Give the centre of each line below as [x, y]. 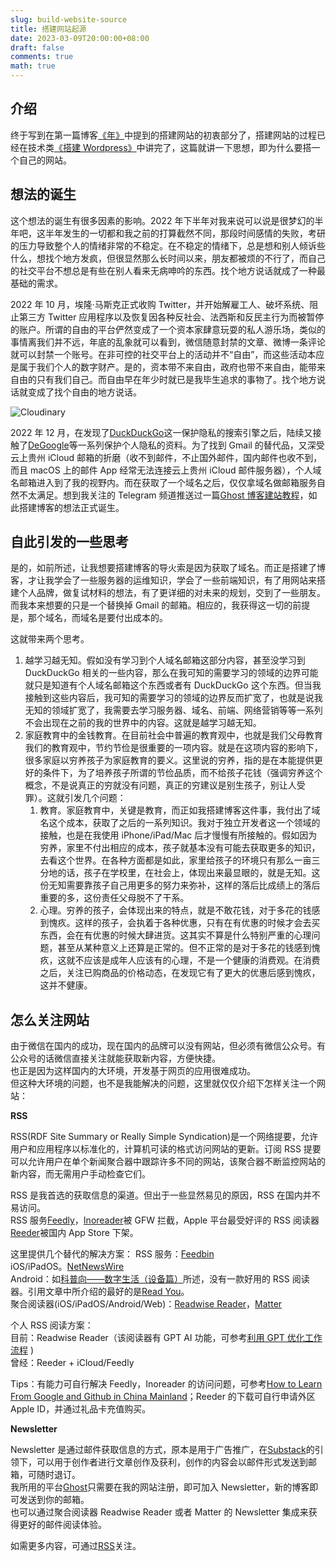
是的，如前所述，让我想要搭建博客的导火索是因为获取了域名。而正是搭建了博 [168, 568]
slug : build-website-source [69, 19]
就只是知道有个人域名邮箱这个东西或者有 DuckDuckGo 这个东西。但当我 [173, 685]
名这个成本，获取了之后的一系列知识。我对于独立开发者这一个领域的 [180, 823]
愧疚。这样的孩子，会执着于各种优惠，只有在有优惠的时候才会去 [180, 923]
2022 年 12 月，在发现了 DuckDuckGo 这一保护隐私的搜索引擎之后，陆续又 [161, 432]
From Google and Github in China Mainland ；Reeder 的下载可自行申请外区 [163, 1397]
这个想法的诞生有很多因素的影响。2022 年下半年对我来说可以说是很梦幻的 [162, 220]
